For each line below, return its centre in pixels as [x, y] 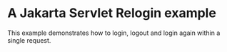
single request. [29, 40]
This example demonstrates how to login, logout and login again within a [114, 33]
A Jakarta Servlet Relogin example [112, 13]
